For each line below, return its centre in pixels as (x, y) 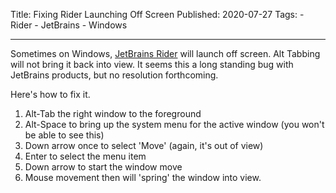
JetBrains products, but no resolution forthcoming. (114, 75)
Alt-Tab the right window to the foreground (113, 113)
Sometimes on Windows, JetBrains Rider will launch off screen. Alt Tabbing (165, 53)
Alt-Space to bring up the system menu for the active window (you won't (174, 124)
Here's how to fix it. (50, 94)
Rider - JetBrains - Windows (69, 25)
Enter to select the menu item (85, 156)
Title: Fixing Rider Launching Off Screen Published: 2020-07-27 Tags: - (157, 14)
